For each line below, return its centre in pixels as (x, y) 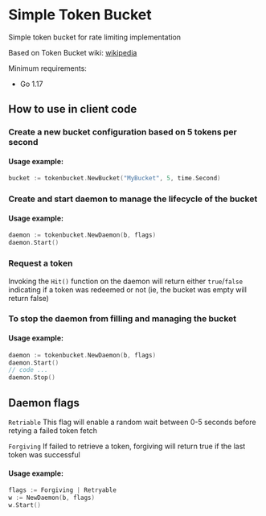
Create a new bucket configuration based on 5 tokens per (123, 132)
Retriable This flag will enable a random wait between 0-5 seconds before (132, 422)
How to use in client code (73, 109)
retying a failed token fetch (53, 430)
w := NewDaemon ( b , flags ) (51, 498)
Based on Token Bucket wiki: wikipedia (73, 52)
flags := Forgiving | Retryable (62, 490)
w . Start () (25, 505)
